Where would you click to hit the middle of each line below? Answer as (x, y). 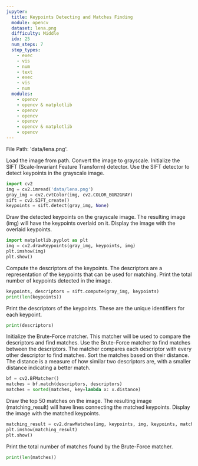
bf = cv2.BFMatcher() (33, 379)
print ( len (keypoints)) (34, 297)
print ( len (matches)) (32, 457)
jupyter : (17, 12)
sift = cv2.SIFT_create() (38, 200)
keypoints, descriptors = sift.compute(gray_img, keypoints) (83, 291)
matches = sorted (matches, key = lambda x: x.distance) (74, 390)
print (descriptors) (30, 325)
